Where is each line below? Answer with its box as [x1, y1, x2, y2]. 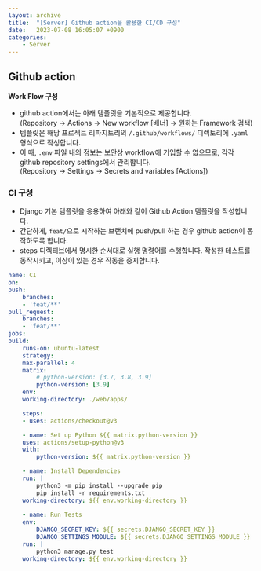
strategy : [22, 351, 55, 360]
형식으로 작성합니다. [19, 137, 81, 147]
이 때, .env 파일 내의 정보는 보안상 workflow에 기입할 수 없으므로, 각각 [19, 147, 235, 157]
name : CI [8, 272, 37, 280]
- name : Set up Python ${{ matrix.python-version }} [22, 431, 198, 439]
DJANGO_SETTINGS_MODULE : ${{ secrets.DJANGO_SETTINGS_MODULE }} [36, 533, 251, 541]
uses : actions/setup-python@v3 [22, 438, 125, 446]
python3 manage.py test [36, 547, 114, 555]
